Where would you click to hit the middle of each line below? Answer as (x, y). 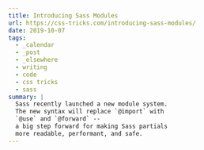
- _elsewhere (37, 60)
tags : (17, 38)
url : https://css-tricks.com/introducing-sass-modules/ (102, 23)
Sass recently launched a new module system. (92, 104)
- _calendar (35, 45)
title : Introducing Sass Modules (63, 15)
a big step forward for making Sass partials (92, 126)
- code (26, 75)
